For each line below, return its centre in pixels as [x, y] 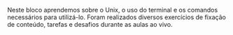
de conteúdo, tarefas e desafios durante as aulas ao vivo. [90, 24]
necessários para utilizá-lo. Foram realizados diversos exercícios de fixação [116, 17]
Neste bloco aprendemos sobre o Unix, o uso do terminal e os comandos [113, 10]
